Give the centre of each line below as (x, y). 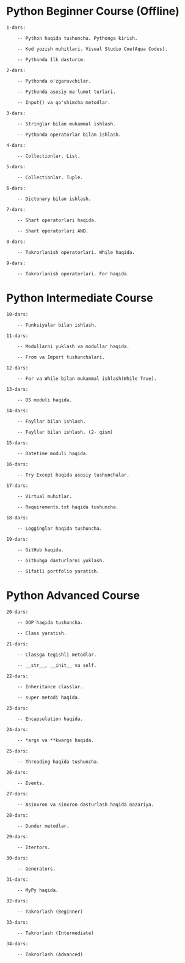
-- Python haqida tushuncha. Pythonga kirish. (78, 38)
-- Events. (31, 783)
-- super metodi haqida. (49, 697)
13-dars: (17, 389)
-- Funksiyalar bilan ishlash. (57, 325)
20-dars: (17, 612)
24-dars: (17, 729)
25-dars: (17, 751)
